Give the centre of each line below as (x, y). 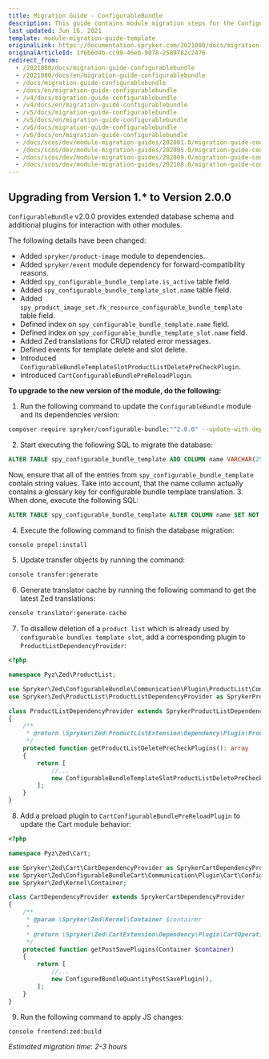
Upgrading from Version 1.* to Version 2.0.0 (120, 197)
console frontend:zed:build (55, 1031)
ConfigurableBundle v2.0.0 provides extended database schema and (121, 216)
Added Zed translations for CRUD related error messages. (115, 340)
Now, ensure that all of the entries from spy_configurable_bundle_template (131, 474)
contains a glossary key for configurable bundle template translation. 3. (126, 491)
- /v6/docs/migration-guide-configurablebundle (96, 127)
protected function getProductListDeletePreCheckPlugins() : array (136, 749)
